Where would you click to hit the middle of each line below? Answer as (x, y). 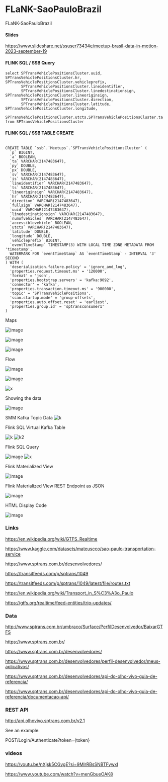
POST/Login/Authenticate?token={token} (48, 740)
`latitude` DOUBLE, (30, 232)
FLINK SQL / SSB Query (30, 63)
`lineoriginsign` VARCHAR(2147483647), (52, 192)
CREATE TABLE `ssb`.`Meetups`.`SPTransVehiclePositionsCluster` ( (76, 148)
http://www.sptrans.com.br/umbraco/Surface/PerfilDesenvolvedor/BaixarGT (84, 627)
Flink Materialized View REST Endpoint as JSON (55, 486)
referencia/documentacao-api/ (37, 697)
